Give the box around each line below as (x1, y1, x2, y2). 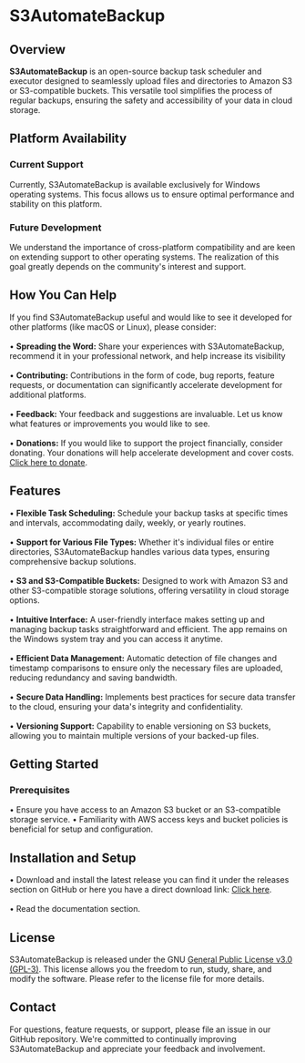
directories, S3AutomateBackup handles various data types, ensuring (9, 546, 270, 557)
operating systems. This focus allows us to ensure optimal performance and (9, 189, 295, 199)
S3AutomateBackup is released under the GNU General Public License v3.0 (9, 954, 293, 965)
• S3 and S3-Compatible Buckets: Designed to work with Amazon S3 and (9, 575, 289, 586)
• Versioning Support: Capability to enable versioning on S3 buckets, (9, 721, 271, 731)
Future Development (9, 220, 102, 233)
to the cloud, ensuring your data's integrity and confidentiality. (9, 700, 243, 711)
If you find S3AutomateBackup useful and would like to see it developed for (9, 312, 293, 322)
